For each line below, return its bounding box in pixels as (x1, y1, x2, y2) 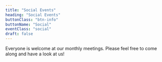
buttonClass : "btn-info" (5, 17, 58, 22)
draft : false (5, 31, 33, 36)
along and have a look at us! (5, 51, 65, 57)
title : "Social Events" (5, 7, 56, 13)
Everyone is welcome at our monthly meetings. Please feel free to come (5, 46, 157, 51)
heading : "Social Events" (5, 12, 60, 17)
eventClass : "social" (5, 27, 52, 32)
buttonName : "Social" (5, 22, 52, 27)
